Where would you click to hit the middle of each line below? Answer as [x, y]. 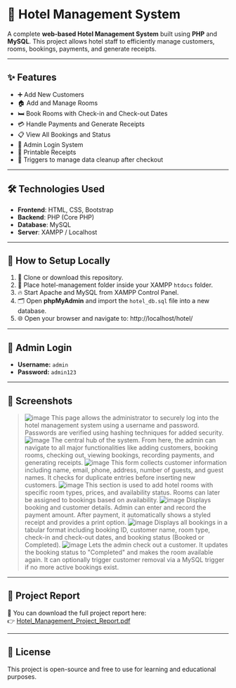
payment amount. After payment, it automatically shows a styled [117, 515]
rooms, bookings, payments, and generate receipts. [82, 49]
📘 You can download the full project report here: [77, 613]
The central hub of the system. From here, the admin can [134, 440]
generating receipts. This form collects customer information [125, 463]
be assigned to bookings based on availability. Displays [118, 500]
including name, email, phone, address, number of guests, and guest [124, 470]
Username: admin [43, 364]
